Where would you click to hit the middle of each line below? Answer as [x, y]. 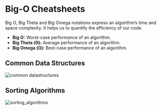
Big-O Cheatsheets [45, 9]
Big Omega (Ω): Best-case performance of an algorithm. [70, 48]
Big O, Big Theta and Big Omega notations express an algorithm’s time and [81, 23]
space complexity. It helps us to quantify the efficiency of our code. [74, 27]
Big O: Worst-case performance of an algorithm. [61, 37]
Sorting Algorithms [35, 91]
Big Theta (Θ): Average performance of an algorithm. [66, 42]
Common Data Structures [45, 63]
